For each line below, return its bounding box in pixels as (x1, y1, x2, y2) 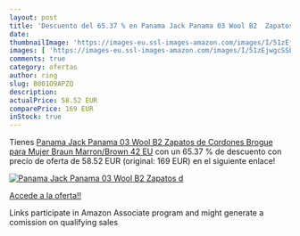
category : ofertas (9, 63, 78, 72)
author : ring (9, 71, 58, 80)
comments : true (9, 54, 66, 63)
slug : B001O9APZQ (9, 79, 74, 88)
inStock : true (9, 112, 62, 121)
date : (9, 29, 29, 38)
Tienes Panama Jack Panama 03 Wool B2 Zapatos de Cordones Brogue (9, 137, 274, 148)
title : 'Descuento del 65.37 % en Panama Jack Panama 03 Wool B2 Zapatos (9, 21, 294, 30)
